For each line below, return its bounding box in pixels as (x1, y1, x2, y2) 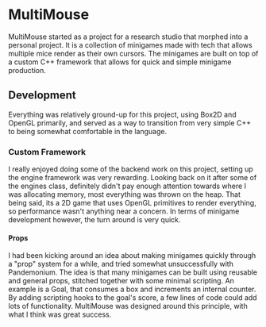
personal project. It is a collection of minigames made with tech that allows (8, 40, 253, 49)
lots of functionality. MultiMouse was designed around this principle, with (8, 302, 248, 311)
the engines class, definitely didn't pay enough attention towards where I (8, 181, 247, 191)
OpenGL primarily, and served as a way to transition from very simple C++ (8, 117, 252, 128)
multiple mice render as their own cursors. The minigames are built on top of (8, 48, 259, 58)
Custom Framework (8, 146, 86, 157)
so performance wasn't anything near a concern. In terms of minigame (8, 206, 240, 216)
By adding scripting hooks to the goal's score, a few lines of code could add (8, 293, 257, 302)
